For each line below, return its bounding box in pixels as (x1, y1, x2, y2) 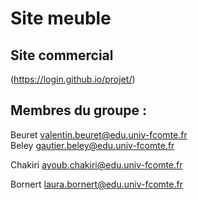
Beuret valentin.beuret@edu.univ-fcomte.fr (10, 128, 188, 141)
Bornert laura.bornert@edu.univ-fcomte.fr (10, 178, 183, 190)
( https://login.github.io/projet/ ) (10, 73, 136, 85)
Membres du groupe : (10, 102, 148, 119)
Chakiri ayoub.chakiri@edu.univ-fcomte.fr (10, 158, 183, 171)
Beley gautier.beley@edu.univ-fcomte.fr (10, 139, 175, 151)
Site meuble (10, 7, 112, 30)
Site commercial (10, 47, 114, 64)
